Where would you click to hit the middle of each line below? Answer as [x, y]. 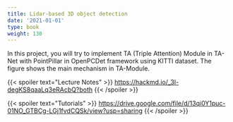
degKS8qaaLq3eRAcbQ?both [50, 90]
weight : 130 [25, 33]
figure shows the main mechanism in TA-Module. [79, 68]
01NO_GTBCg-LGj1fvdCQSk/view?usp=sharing [75, 111]
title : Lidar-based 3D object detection [68, 14]
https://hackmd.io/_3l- [147, 83]
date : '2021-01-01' [36, 20]
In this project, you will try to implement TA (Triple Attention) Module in [110, 54]
